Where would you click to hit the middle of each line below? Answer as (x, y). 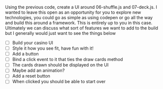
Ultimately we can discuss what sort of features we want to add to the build (82, 28)
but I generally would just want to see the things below (61, 33)
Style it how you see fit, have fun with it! (53, 48)
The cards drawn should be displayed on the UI (60, 65)
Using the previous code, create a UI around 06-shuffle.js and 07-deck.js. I (81, 7)
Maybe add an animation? (38, 70)
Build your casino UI (33, 43)
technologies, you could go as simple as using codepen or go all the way (79, 17)
